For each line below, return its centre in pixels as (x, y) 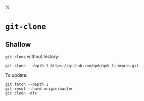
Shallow (18, 44)
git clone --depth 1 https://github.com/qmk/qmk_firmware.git (72, 66)
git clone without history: (32, 57)
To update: (16, 75)
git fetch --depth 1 (27, 84)
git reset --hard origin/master (39, 89)
